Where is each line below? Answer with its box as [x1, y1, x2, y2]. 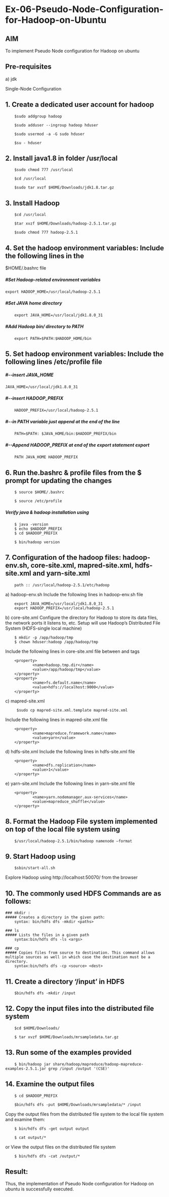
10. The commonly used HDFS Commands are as [5, 889, 161, 898]
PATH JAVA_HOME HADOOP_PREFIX [14, 455, 78, 460]
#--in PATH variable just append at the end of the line [5, 418, 120, 424]
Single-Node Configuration [5, 85, 62, 92]
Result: [5, 1167, 28, 1176]
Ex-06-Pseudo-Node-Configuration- [5, 4, 163, 15]
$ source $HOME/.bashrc [14, 490, 65, 495]
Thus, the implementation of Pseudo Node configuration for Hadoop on [5, 1181, 154, 1187]
